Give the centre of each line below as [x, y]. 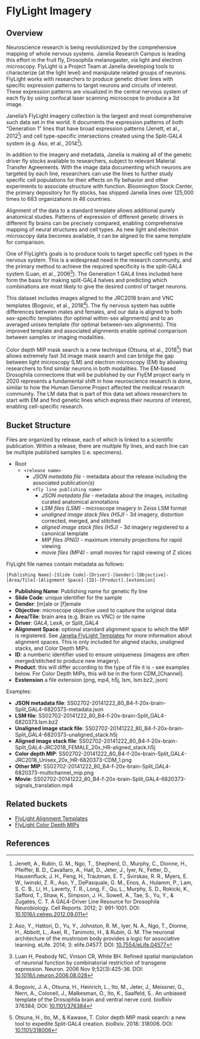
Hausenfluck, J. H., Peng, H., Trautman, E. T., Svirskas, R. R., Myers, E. [101, 876]
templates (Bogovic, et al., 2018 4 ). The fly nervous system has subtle [91, 305]
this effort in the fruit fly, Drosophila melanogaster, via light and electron [94, 60]
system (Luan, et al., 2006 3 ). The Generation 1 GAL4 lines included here [94, 273]
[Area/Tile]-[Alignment [36, 580]
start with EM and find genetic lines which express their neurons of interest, [99, 400]
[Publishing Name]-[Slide [38, 575]
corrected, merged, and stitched [81, 521]
